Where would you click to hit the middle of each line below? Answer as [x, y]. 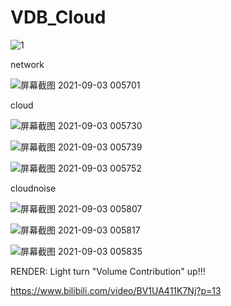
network [27, 64]
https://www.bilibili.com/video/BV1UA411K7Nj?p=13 [116, 290]
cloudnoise [33, 188]
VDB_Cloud [58, 17]
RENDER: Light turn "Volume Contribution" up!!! [108, 271]
